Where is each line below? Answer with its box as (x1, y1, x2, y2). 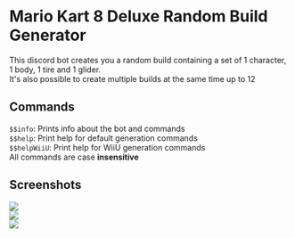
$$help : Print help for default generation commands (9, 132, 199, 144)
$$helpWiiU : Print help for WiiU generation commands (9, 142, 206, 152)
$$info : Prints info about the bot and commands (9, 123, 185, 134)
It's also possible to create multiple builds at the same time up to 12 (9, 73, 256, 84)
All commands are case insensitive (9, 152, 140, 162)
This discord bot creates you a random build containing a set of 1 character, (9, 54, 287, 65)
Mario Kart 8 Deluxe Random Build (9, 6, 268, 27)
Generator (9, 25, 86, 45)
